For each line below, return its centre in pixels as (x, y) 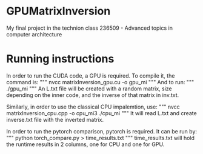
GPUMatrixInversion (58, 11)
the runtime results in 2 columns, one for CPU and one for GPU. (85, 144)
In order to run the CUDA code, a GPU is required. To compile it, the (91, 75)
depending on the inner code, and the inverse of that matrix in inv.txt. (93, 95)
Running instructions (60, 59)
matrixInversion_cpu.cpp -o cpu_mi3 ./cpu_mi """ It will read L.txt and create (101, 113)
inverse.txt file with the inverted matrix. (55, 119)
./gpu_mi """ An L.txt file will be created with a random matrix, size (89, 89)
